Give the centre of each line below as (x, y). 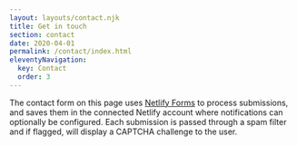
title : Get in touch (49, 26)
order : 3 (34, 77)
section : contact (42, 34)
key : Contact (42, 69)
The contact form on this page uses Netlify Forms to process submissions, (149, 102)
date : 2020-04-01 (42, 43)
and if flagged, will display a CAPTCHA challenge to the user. (124, 131)
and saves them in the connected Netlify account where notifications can (146, 112)
